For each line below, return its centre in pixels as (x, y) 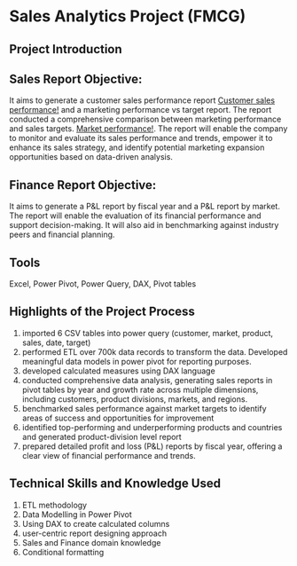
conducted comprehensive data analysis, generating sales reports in (147, 380)
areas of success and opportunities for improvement (118, 418)
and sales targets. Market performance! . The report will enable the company (148, 129)
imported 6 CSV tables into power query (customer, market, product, (147, 333)
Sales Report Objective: (76, 79)
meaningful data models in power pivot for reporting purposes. (137, 361)
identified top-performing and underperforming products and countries (152, 427)
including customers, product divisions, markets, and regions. (135, 399)
